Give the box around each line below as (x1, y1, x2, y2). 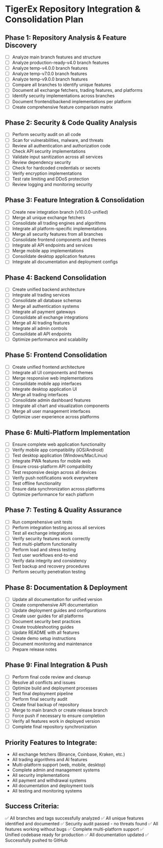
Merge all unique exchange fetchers (12, 215, 85, 220)
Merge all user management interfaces (12, 409, 91, 414)
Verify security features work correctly (12, 535, 91, 541)
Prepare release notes (12, 646, 57, 652)
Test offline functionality (12, 480, 61, 486)
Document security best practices (12, 619, 81, 625)
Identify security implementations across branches (12, 93, 115, 99)
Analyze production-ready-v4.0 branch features (12, 60, 109, 66)
